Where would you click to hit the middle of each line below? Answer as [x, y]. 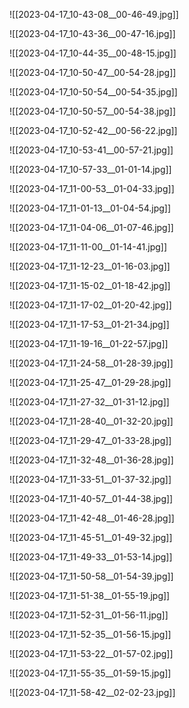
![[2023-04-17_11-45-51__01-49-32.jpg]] [91, 537]
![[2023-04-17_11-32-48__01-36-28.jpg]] [91, 460]
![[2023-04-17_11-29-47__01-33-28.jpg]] [90, 440]
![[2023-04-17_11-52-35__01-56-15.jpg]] [90, 634]
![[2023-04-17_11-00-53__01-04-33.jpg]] [92, 188]
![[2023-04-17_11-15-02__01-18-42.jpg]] [90, 285]
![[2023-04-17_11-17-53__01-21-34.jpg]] [89, 324]
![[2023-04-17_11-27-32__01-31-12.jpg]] [89, 402]
